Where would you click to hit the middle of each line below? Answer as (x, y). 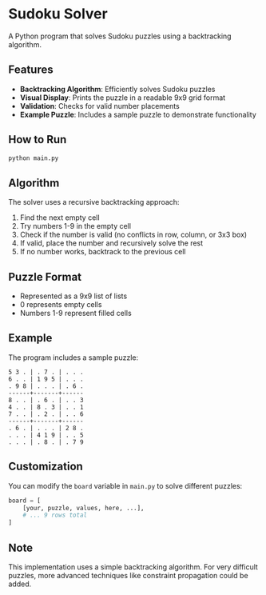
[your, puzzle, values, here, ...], (84, 508)
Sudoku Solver (58, 14)
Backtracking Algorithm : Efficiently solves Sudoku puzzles (117, 89)
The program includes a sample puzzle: (73, 357)
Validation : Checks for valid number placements (99, 106)
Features (31, 70)
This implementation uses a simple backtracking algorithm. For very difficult (133, 567)
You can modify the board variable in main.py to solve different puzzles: (125, 485)
